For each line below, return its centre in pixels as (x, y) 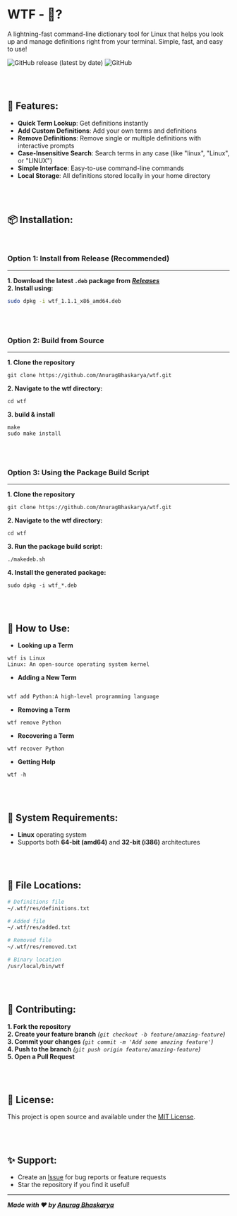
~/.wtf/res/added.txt (39, 928)
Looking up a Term (45, 645)
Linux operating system (52, 834)
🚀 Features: (33, 106)
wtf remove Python (34, 723)
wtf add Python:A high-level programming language (83, 697)
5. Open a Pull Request (41, 1056)
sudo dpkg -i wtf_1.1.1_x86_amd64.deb (64, 301)
